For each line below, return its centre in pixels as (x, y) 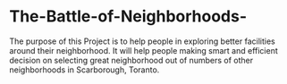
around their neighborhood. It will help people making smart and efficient (144, 50)
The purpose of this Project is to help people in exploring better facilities (142, 41)
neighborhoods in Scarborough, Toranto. (84, 70)
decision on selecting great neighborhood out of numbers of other (131, 60)
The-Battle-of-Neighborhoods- (128, 17)
